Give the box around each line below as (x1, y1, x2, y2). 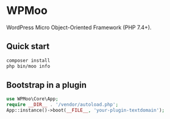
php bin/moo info (6, 63, 51, 69)
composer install (6, 57, 51, 64)
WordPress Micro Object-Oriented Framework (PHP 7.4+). (6, 24, 152, 31)
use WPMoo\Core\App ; (6, 96, 59, 102)
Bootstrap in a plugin (6, 80, 87, 90)
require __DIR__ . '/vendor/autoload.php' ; (6, 101, 119, 108)
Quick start (6, 41, 50, 52)
